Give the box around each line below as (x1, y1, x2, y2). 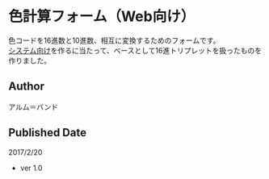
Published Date (8, 126, 87, 139)
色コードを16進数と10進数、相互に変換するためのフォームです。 (8, 35, 221, 45)
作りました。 (8, 56, 51, 65)
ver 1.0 (19, 163, 43, 173)
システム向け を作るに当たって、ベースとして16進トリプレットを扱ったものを (8, 45, 263, 55)
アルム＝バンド (8, 102, 59, 111)
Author (8, 80, 44, 94)
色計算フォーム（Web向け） (8, 7, 195, 26)
